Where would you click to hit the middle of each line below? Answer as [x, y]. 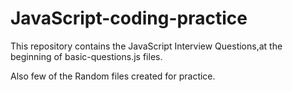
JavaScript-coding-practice [129, 18]
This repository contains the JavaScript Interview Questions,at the [146, 46]
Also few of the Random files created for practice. [113, 76]
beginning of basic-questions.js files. [86, 56]
